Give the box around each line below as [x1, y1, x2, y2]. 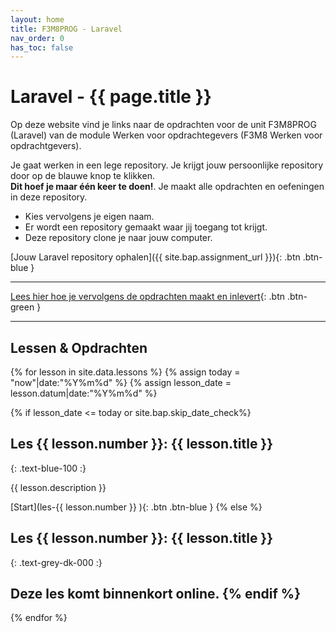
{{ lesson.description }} [10, 481, 107, 493]
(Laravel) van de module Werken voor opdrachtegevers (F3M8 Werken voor [10, 129, 323, 141]
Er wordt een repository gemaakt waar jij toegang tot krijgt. [24, 221, 268, 233]
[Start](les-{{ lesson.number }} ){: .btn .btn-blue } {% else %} [10, 501, 263, 513]
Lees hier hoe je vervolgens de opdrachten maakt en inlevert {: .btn [10, 291, 286, 303]
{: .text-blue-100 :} [10, 462, 87, 474]
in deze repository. [10, 191, 88, 203]
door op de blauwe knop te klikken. [10, 170, 155, 182]
